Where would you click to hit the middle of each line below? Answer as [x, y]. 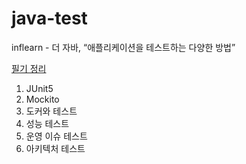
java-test [49, 18]
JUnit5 [39, 88]
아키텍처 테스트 [55, 148]
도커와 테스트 [51, 111]
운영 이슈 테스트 [56, 136]
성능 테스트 [47, 123]
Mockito [42, 99]
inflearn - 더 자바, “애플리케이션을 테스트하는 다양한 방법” [123, 47]
